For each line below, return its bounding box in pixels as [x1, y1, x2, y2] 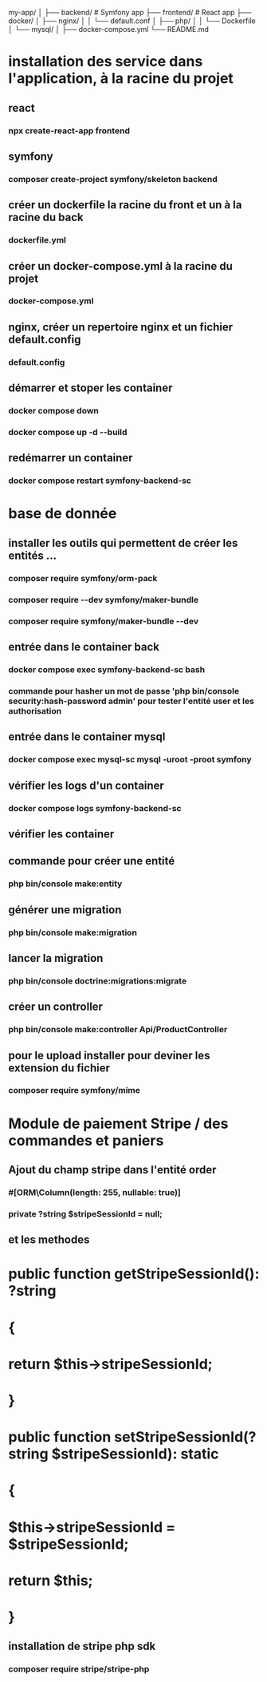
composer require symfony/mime [8, 1085, 141, 1096]
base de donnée [8, 505, 117, 523]
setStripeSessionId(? [114, 1428, 257, 1447]
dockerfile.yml [8, 235, 66, 246]
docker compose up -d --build [8, 426, 128, 437]
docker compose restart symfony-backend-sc [8, 475, 191, 486]
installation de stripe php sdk [8, 1640, 156, 1653]
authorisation [8, 705, 62, 716]
